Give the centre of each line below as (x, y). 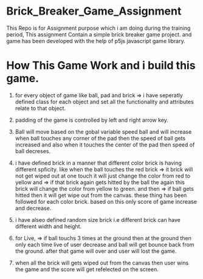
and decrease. (33, 208)
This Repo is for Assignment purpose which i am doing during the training (98, 28)
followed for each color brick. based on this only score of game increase (106, 201)
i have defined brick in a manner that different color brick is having (98, 163)
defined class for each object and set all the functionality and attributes (105, 102)
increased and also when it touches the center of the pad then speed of (105, 145)
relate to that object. (40, 108)
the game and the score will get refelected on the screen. (87, 269)
